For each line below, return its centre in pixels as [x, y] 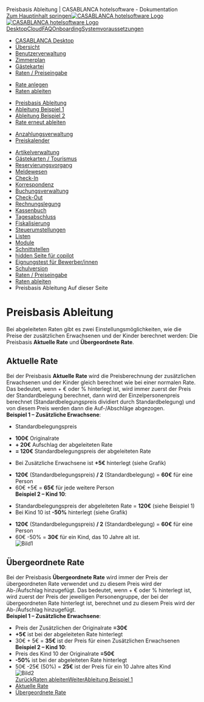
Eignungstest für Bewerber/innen [56, 262]
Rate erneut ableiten [40, 122]
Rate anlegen [32, 84]
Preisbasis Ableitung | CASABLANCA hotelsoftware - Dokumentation [92, 9]
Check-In [26, 178]
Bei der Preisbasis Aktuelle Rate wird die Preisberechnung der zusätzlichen [101, 376]
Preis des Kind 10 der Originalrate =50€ [65, 653]
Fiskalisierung [32, 223]
